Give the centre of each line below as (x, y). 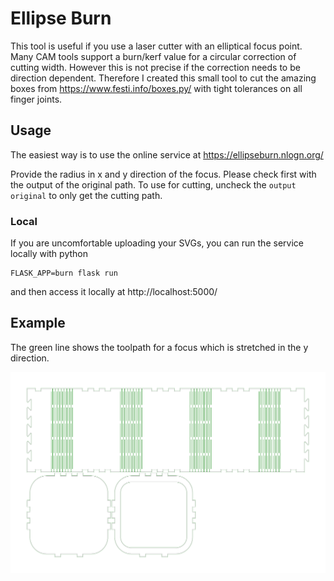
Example (38, 323)
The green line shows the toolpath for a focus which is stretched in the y (159, 347)
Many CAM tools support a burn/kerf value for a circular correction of (153, 56)
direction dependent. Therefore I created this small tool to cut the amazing (163, 78)
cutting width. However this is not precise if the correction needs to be (155, 67)
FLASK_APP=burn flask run (64, 273)
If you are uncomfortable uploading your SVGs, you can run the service (157, 243)
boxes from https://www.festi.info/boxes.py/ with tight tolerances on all (156, 88)
